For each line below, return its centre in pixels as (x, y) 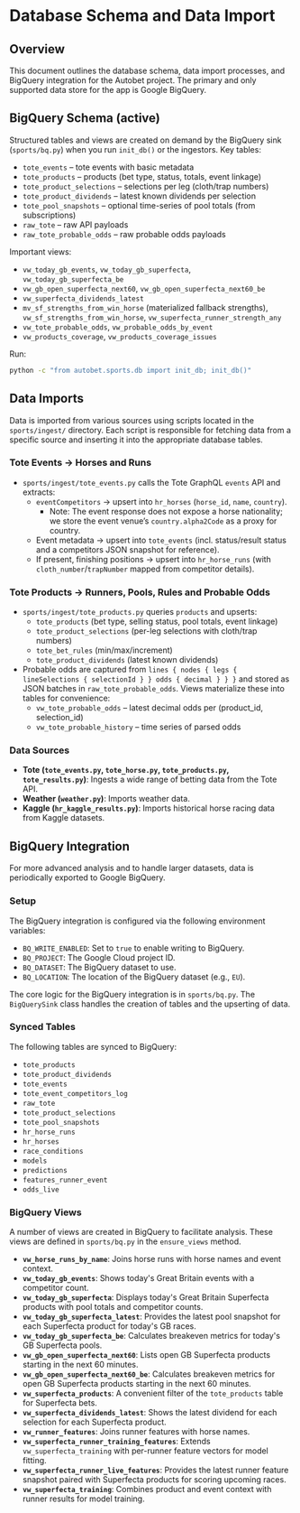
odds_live (41, 1189)
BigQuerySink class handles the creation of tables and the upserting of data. (150, 1004)
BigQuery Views (46, 1212)
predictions (45, 1170)
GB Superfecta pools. (62, 1345)
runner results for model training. (84, 1499)
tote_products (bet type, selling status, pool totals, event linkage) (157, 622)
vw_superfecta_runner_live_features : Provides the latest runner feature (155, 1470)
